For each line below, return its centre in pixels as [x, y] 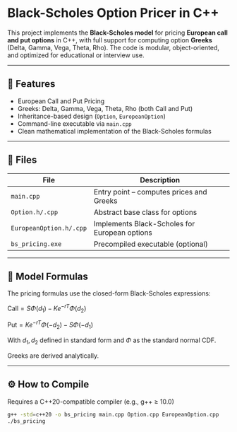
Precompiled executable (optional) [151, 244]
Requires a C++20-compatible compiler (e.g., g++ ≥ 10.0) [91, 402]
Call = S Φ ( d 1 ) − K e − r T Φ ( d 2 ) [47, 308]
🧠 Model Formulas [48, 276]
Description [160, 180]
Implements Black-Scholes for [144, 223]
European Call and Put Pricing [61, 101]
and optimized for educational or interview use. [76, 55]
